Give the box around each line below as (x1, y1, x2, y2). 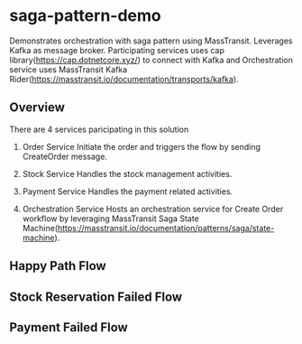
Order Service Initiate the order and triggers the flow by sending (22, 141, 261, 152)
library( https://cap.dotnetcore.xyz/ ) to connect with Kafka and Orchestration (9, 54, 293, 65)
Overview (9, 100, 66, 116)
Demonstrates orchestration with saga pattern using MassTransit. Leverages (9, 35, 293, 46)
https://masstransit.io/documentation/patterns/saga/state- (57, 222, 275, 233)
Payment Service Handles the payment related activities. (22, 186, 233, 197)
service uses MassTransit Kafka (9, 64, 128, 75)
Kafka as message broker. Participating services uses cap (9, 44, 225, 55)
